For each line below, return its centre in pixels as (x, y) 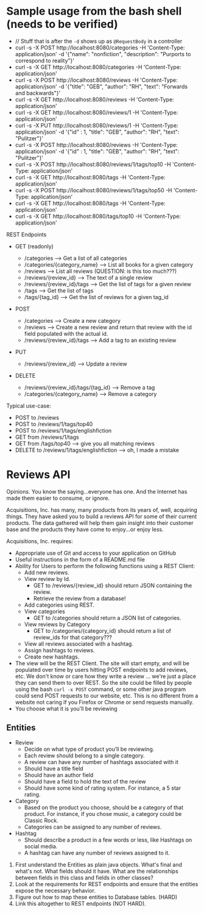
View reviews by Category (57, 624)
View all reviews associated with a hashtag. (79, 644)
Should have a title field (54, 768)
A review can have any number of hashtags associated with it (101, 762)
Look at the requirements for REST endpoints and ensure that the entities (107, 884)
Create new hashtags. (52, 657)
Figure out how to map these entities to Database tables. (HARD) (96, 897)
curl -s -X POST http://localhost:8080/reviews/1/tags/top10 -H (93, 164)
